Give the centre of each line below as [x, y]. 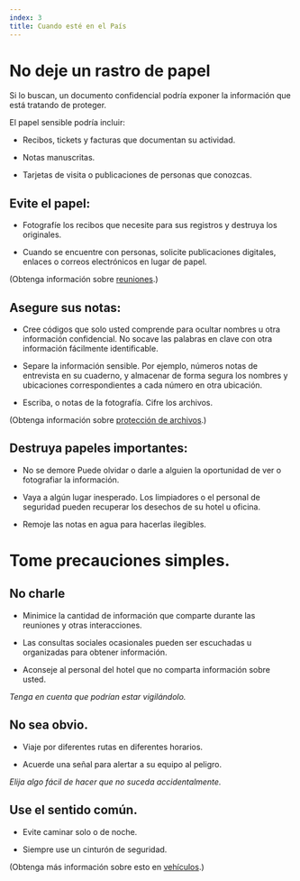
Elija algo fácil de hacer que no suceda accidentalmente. [115, 782]
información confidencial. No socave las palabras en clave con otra [147, 339]
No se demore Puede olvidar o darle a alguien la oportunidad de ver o [152, 470]
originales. [42, 234]
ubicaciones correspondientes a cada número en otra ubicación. [142, 385]
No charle [37, 594]
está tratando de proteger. [58, 106]
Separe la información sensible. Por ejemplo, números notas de [140, 366]
